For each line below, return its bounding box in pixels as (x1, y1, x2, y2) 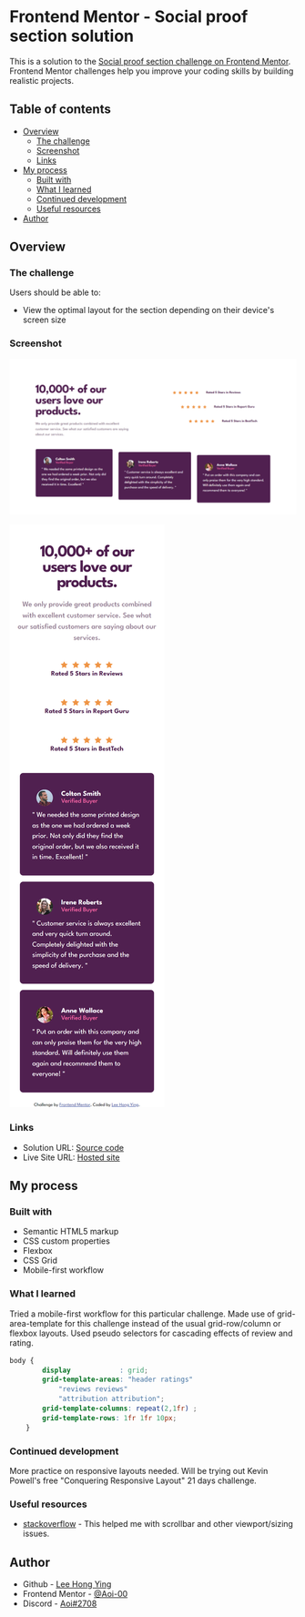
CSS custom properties (22, 1236, 111, 1246)
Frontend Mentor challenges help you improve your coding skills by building (9, 66, 294, 76)
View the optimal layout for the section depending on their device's (22, 305, 275, 316)
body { (9, 1356, 35, 1365)
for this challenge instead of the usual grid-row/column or (64, 1317, 281, 1328)
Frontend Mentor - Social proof (9, 6, 249, 27)
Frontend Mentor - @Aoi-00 (22, 1589, 128, 1600)
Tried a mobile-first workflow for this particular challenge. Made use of (9, 1308, 276, 1319)
